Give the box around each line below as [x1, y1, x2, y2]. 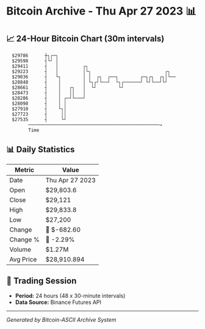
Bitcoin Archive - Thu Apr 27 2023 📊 [6, 4, 197, 18]
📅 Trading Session [6, 276, 77, 286]
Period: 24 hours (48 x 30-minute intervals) [15, 292, 126, 299]
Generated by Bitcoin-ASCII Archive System [6, 316, 117, 323]
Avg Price [9, 255, 37, 263]
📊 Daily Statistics [6, 144, 75, 155]
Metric [15, 165, 35, 174]
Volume [9, 245, 32, 253]
